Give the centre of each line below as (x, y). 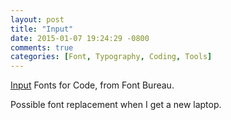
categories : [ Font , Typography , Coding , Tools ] (111, 57)
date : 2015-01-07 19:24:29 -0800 (80, 38)
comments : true (42, 47)
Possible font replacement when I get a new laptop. (116, 105)
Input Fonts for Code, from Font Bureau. (92, 85)
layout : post (37, 19)
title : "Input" (42, 29)
